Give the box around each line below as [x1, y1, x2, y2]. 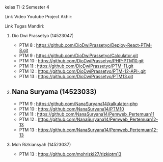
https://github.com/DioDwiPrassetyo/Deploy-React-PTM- [36, 42, 153, 48]
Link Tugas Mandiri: [4, 23, 45, 29]
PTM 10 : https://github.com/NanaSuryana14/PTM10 [19, 106, 125, 112]
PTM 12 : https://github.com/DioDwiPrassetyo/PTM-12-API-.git [19, 68, 146, 74]
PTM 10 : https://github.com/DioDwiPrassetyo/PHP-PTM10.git [19, 58, 144, 63]
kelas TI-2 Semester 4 [4, 4, 50, 10]
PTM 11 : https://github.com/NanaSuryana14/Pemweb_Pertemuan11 [19, 111, 155, 117]
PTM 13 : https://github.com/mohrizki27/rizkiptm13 [19, 151, 122, 157]
